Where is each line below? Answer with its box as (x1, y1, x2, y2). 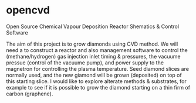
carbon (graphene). (6, 90, 53, 97)
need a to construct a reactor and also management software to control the (6, 46, 188, 53)
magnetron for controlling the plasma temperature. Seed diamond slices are (6, 65, 190, 72)
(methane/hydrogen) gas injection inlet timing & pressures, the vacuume (6, 53, 181, 60)
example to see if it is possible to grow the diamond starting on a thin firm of (6, 84, 191, 91)
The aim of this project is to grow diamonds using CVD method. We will (6, 40, 178, 47)
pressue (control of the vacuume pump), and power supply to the (6, 59, 164, 66)
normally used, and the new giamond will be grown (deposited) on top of (6, 71, 182, 78)
